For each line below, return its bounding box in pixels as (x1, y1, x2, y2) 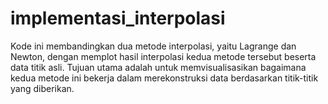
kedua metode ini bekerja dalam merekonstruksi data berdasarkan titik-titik (10, 72, 319, 84)
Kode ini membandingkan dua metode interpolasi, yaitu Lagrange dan (10, 40, 297, 52)
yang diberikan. (10, 82, 75, 94)
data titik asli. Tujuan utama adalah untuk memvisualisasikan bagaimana (10, 61, 307, 73)
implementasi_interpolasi (10, 7, 226, 30)
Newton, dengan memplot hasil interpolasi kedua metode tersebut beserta (10, 50, 317, 62)
